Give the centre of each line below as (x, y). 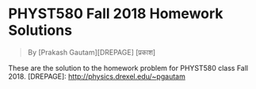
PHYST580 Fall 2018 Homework (116, 14)
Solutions (40, 30)
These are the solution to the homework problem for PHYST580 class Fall (128, 68)
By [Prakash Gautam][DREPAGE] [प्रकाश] (92, 52)
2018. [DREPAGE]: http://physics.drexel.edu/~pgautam (97, 76)
